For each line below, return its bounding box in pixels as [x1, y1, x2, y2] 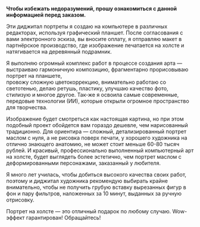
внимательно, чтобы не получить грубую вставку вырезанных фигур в [6, 184, 186, 191]
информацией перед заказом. [6, 11, 86, 18]
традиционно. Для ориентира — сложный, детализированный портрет [6, 128, 187, 135]
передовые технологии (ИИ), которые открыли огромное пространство [6, 97, 189, 105]
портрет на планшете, [6, 72, 62, 79]
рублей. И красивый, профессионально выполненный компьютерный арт [6, 147, 194, 154]
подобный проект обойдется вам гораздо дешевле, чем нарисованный [6, 122, 189, 128]
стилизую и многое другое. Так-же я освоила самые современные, [6, 92, 179, 98]
